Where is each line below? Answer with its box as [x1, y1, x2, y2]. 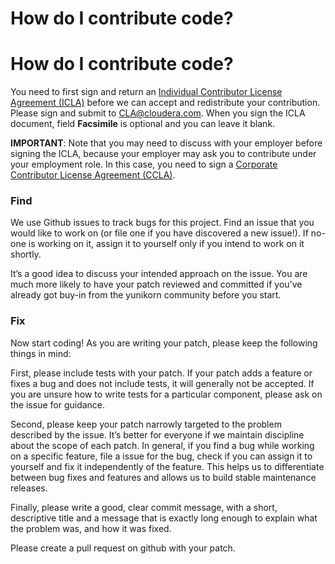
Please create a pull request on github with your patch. [10, 542, 236, 554]
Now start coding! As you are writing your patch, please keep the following [10, 337, 318, 349]
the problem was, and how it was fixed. [10, 522, 172, 534]
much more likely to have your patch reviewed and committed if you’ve [10, 278, 303, 291]
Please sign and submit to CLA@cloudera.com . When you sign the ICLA [10, 107, 306, 119]
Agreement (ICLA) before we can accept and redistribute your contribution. [10, 97, 321, 109]
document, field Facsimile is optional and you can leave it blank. [10, 118, 276, 130]
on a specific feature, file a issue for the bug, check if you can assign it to [10, 450, 313, 462]
